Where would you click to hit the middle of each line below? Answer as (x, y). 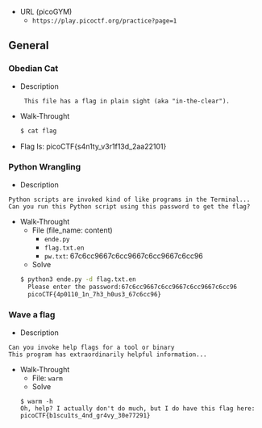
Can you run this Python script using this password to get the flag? (129, 206)
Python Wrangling (45, 167)
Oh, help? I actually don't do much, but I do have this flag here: (137, 408)
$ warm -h (37, 401)
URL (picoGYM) (46, 12)
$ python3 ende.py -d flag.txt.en (78, 279)
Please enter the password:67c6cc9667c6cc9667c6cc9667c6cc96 (133, 287)
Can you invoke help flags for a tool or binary (91, 347)
